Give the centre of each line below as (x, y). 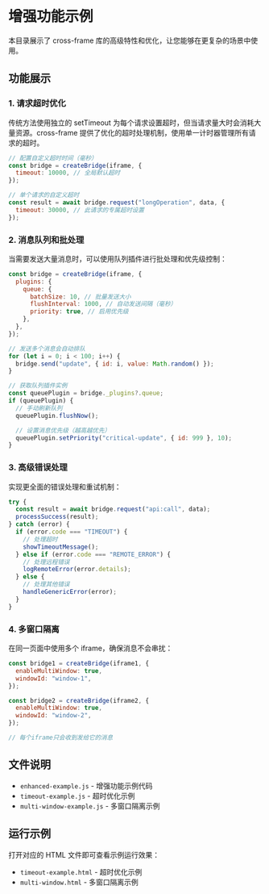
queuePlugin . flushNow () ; (57, 416)
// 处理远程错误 (46, 562)
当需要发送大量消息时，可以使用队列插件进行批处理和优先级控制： (118, 258)
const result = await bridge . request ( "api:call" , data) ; (113, 509)
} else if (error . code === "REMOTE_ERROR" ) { (93, 554)
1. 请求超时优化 (37, 103)
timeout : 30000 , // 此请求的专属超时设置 (80, 210)
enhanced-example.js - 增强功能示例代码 (86, 785)
